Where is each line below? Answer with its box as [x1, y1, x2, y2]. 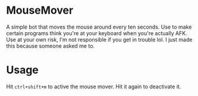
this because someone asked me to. [6, 42, 95, 49]
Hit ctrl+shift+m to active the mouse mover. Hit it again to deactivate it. [6, 83, 181, 90]
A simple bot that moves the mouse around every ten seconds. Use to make [6, 23, 192, 30]
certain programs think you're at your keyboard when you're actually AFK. [6, 29, 187, 36]
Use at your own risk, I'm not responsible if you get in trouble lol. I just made [6, 36, 193, 43]
